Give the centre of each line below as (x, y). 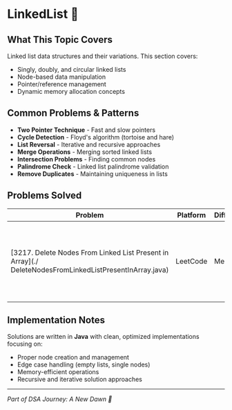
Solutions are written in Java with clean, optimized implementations (103, 337)
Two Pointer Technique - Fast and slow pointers (86, 130)
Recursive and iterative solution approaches (80, 380)
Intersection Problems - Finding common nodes (86, 159)
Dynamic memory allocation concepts (71, 91)
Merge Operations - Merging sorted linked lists (85, 152)
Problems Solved (45, 196)
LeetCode (192, 261)
